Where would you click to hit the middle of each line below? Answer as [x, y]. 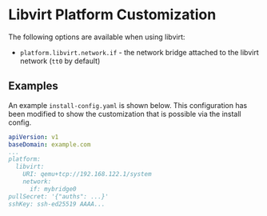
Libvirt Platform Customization [112, 15]
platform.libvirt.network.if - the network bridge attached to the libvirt [139, 52]
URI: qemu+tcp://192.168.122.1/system [87, 174]
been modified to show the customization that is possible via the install [125, 114]
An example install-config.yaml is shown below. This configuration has [128, 105]
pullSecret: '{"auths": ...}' [59, 196]
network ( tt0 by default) [60, 61]
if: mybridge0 [53, 189]
